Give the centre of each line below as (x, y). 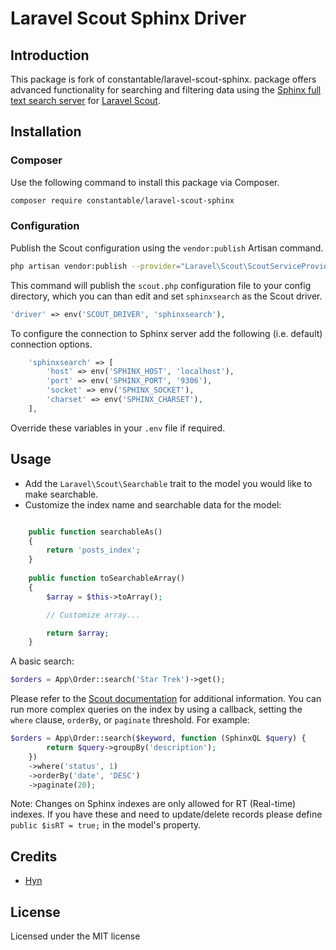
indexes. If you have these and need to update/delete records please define (166, 814)
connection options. (51, 344)
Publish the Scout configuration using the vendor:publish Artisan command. (167, 248)
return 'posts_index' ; (93, 550)
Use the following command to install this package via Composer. (145, 182)
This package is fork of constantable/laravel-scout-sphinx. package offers (163, 79)
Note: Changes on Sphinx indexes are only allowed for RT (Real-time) (153, 804)
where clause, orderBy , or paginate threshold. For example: (130, 720)
